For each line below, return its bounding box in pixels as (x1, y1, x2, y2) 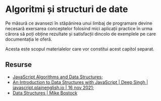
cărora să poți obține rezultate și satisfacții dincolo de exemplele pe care (5, 31, 156, 37)
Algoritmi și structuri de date (5, 4, 128, 15)
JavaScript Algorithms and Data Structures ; (12, 74, 103, 80)
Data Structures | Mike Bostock (12, 89, 78, 96)
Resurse (5, 60, 32, 69)
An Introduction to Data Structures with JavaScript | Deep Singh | (12, 79, 148, 85)
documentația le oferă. (5, 36, 52, 42)
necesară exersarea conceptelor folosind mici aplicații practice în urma (5, 25, 153, 31)
